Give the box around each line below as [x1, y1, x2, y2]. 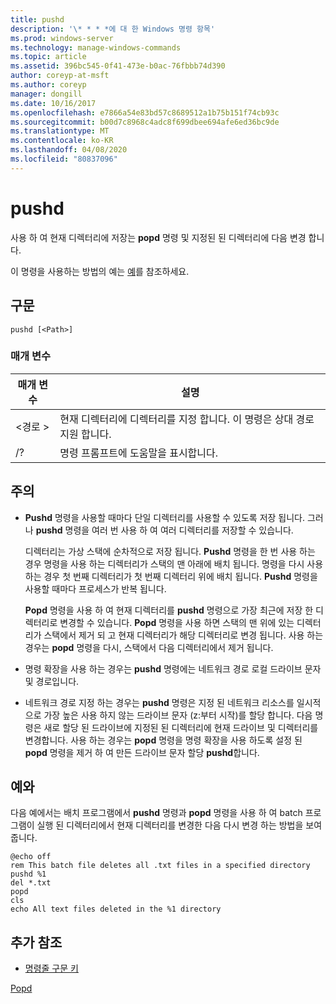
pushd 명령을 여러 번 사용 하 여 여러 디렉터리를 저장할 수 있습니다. [35, 524, 294, 536]
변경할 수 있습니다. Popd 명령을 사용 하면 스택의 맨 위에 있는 [59, 616, 295, 628]
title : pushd [10, 14, 65, 25]
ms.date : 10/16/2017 [10, 98, 97, 108]
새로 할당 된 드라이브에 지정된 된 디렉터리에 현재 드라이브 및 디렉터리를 [43, 721, 319, 733]
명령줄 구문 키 [24, 962, 79, 975]
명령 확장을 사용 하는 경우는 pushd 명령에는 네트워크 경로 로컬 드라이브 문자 [24, 662, 322, 675]
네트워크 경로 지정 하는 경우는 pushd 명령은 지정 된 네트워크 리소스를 [24, 696, 295, 708]
